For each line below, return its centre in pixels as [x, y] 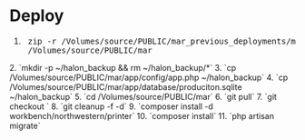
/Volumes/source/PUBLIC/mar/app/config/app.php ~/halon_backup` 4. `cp [149, 77]
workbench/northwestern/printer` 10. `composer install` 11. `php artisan [142, 115]
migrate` [25, 125]
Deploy [37, 16]
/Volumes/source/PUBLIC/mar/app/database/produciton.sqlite [126, 86]
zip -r [42, 41]
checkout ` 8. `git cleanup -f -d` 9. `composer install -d [111, 106]
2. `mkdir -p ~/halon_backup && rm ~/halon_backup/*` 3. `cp [123, 67]
